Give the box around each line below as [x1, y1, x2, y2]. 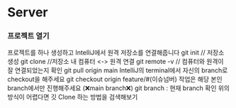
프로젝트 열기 [7, 31, 50, 41]
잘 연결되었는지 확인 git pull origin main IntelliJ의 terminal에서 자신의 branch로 [7, 66, 228, 75]
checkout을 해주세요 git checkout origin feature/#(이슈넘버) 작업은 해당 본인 [7, 75, 223, 84]
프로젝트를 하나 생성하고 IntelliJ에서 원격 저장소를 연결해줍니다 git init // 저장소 [7, 48, 225, 57]
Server [7, 4, 48, 21]
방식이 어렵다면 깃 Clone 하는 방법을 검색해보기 [7, 93, 138, 102]
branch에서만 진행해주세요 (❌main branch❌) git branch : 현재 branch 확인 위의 [7, 84, 230, 92]
